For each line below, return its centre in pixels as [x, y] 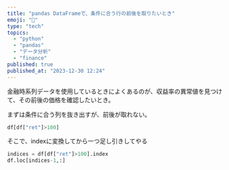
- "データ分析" [32, 52]
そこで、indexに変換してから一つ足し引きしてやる [78, 141]
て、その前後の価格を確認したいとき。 [61, 99]
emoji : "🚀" [23, 20]
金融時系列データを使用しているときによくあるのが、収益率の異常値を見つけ [115, 91]
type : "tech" [26, 26]
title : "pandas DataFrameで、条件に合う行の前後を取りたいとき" [91, 13]
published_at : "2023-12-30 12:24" [56, 71]
